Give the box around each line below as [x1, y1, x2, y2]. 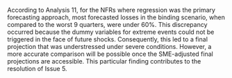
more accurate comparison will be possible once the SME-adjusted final [7, 50, 213, 58]
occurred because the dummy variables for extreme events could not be [7, 28, 215, 36]
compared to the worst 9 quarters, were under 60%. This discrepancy [7, 21, 208, 28]
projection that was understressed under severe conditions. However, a [7, 43, 212, 50]
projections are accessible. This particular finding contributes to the [7, 57, 201, 65]
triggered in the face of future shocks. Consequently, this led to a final [7, 35, 208, 43]
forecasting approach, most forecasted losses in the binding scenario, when [7, 13, 226, 21]
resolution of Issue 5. [7, 65, 67, 72]
